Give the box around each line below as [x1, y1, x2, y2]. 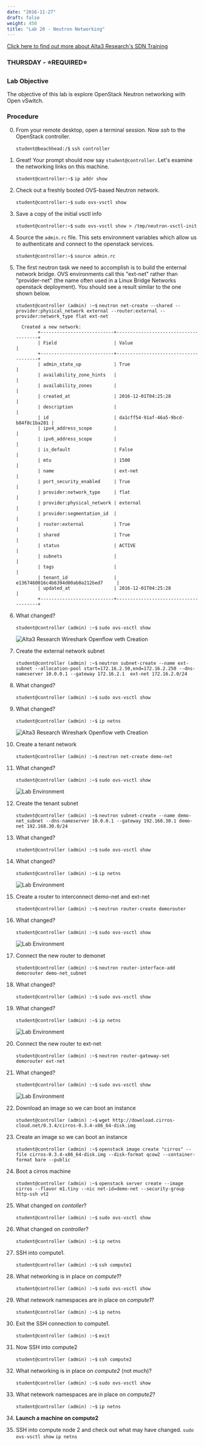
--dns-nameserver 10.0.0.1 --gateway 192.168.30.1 [46, 818, 177, 824]
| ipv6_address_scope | [38, 436, 117, 442]
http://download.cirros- [112, 1117, 175, 1123]
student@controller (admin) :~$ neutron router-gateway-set [15, 1052, 170, 1059]
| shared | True [38, 531, 131, 538]
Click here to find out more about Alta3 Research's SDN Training [7, 43, 168, 50]
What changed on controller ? [15, 1225, 89, 1233]
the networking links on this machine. [15, 163, 110, 170]
